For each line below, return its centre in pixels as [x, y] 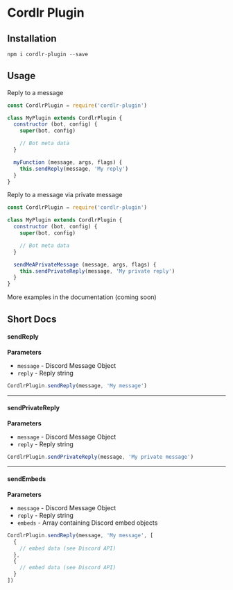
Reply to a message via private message [65, 195]
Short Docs [32, 319]
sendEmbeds [27, 479]
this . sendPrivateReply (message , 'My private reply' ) [97, 271]
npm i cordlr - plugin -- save [48, 54]
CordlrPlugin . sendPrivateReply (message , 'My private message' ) [101, 457]
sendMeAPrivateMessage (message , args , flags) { [85, 264]
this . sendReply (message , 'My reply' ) [74, 169]
